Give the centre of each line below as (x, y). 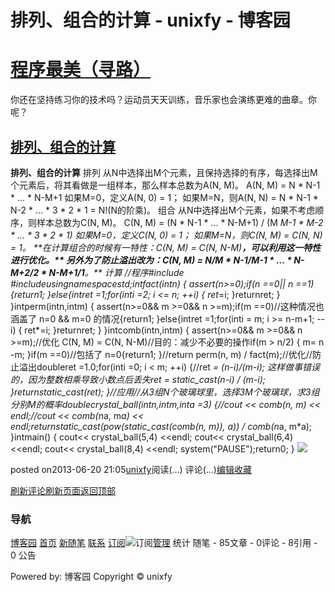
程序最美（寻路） (81, 70)
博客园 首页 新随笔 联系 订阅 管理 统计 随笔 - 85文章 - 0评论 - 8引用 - (164, 543)
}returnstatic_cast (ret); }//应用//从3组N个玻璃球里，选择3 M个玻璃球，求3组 (165, 392)
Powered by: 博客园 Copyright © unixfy (91, 577)
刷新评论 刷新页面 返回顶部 (63, 490)
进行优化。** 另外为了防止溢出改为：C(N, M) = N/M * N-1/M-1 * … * (151, 260)
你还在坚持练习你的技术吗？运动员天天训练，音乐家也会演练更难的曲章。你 (163, 100)
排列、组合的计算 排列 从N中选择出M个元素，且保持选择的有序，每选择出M (164, 172)
